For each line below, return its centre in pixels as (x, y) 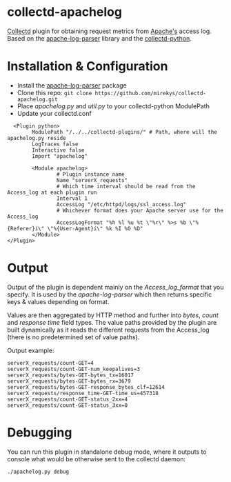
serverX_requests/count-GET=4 (51, 363)
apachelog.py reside (37, 138)
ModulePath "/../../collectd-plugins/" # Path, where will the (124, 132)
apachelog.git (37, 99)
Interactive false (58, 150)
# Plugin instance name (91, 174)
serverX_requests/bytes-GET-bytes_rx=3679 (69, 381)
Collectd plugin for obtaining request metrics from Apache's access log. (109, 31)
